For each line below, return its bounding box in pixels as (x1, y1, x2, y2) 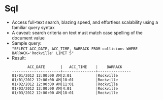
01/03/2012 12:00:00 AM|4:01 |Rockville (11, 86, 118, 91)
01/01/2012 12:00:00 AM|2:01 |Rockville (11, 73, 118, 78)
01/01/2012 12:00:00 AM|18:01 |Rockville (11, 77, 118, 82)
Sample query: (11, 40, 42, 46)
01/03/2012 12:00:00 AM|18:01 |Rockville (11, 90, 118, 95)
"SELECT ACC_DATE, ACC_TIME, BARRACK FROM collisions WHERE (11, 46, 138, 51)
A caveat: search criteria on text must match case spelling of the (11, 30, 143, 35)
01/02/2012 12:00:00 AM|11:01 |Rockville (11, 82, 118, 87)
